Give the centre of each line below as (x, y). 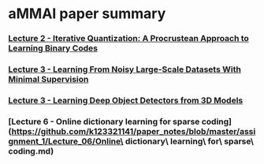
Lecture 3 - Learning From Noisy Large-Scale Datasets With (125, 69)
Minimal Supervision (48, 80)
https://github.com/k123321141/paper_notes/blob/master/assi (134, 131)
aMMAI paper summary (87, 14)
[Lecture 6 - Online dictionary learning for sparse (104, 121)
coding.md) (31, 151)
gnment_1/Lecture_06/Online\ (66, 141)
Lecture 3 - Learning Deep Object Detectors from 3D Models (126, 100)
